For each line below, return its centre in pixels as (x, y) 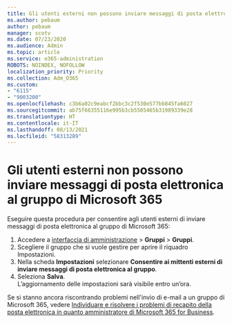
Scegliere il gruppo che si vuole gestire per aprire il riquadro (103, 247)
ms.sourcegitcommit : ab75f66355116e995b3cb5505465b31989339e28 (100, 110)
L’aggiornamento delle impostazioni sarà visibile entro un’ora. (104, 284)
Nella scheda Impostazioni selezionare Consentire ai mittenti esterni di (120, 262)
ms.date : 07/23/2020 (37, 40)
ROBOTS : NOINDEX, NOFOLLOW (46, 65)
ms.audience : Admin (35, 46)
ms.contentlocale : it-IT (43, 123)
